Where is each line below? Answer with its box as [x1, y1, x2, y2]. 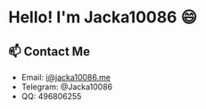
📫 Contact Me [8, 44, 91, 59]
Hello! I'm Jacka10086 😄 [8, 7, 198, 28]
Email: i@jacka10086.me [21, 72, 111, 82]
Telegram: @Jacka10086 [21, 81, 113, 92]
